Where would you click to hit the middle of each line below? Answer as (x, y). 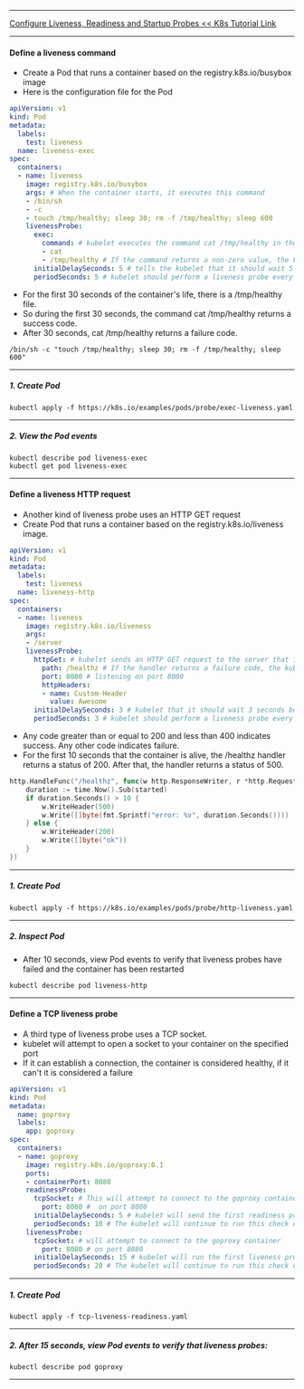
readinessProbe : (57, 1190)
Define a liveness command (62, 53)
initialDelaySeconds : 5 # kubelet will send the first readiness (159, 1216)
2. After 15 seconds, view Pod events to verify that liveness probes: (139, 1345)
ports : (38, 1173)
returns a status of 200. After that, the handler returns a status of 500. (153, 765)
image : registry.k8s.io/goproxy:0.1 (95, 1164)
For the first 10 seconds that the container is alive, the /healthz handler (154, 755)
